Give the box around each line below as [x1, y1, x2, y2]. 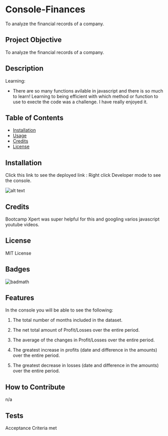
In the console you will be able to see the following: [5, 307, 114, 313]
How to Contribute [5, 383, 66, 391]
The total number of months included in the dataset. [12, 317, 123, 323]
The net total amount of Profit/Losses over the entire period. [12, 327, 140, 333]
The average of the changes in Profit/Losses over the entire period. [12, 337, 155, 343]
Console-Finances [5, 4, 86, 15]
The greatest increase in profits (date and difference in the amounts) [12, 347, 158, 353]
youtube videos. [5, 222, 39, 227]
